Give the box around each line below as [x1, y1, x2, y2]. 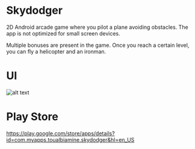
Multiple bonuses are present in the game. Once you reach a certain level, [6, 41, 190, 49]
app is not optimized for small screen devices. [6, 29, 120, 37]
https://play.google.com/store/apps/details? [6, 130, 116, 137]
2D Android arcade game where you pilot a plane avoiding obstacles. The [6, 23, 188, 31]
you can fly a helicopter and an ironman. [6, 47, 107, 55]
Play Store [6, 110, 58, 124]
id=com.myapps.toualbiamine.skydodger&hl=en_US [6, 136, 135, 143]
